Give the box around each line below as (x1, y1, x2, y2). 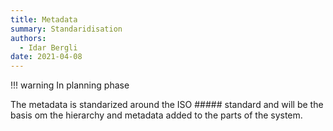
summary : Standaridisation (10, 24, 123, 34)
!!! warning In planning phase (10, 79, 130, 91)
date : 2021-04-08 (10, 52, 83, 62)
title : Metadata (10, 14, 78, 25)
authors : (10, 33, 47, 43)
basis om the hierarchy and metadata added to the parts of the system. (10, 109, 303, 121)
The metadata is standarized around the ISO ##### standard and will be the (10, 99, 324, 111)
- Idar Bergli (19, 42, 78, 53)
